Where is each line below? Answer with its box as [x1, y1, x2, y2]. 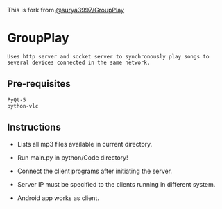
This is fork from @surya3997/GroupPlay [7, 6, 125, 14]
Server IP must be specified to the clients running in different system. [17, 180, 216, 188]
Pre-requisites [7, 78, 71, 90]
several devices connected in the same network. [7, 59, 151, 66]
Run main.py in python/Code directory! [17, 153, 128, 162]
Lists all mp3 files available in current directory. [17, 140, 153, 148]
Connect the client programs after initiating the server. [17, 167, 172, 175]
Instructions [7, 122, 61, 133]
